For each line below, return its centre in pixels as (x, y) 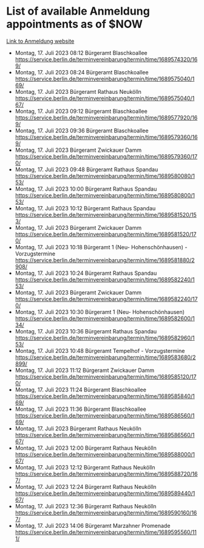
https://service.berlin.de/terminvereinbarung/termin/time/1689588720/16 (106, 474)
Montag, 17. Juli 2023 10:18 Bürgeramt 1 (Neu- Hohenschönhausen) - (101, 247)
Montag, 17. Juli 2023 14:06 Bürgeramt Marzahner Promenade (93, 525)
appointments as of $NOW (75, 24)
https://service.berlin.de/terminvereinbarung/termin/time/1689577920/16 (106, 118)
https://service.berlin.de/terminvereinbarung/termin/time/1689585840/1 (105, 396)
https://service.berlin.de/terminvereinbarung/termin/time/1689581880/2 (105, 260)
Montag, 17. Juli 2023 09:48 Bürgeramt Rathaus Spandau (87, 169)
